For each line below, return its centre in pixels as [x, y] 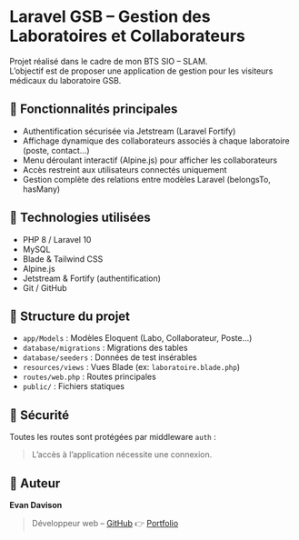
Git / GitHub [45, 287]
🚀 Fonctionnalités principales [94, 110]
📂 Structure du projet [70, 316]
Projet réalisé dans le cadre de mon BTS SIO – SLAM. [109, 61]
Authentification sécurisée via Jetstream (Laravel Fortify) [129, 131]
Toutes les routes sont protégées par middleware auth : [113, 437]
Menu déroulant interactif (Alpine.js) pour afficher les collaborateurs [150, 160]
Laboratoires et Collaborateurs [127, 36]
